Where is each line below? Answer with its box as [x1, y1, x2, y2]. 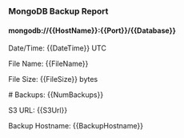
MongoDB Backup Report [8, 6, 109, 17]
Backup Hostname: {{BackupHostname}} [8, 121, 144, 131]
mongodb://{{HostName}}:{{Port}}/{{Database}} [8, 26, 176, 35]
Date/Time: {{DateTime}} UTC [8, 43, 106, 53]
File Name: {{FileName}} [8, 59, 89, 69]
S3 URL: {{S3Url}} [8, 106, 68, 116]
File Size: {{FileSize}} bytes [8, 75, 98, 84]
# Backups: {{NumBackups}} [8, 90, 104, 99]
